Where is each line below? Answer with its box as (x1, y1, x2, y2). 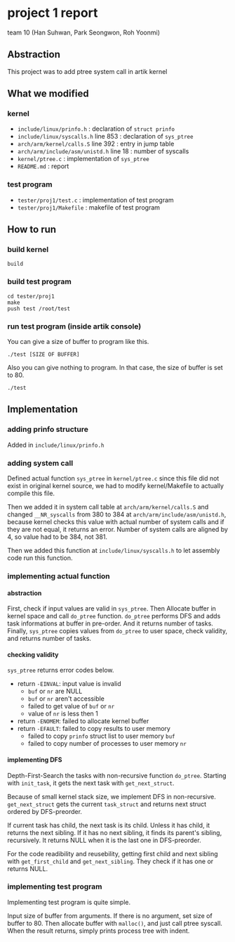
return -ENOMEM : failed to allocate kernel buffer (17, 717, 149, 725)
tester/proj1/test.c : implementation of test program (17, 196, 174, 204)
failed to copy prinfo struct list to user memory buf (27, 732, 175, 740)
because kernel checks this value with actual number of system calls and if (7, 518, 224, 526)
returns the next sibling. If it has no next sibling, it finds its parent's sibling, (7, 828, 222, 836)
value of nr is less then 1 (27, 709, 98, 718)
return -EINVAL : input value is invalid (17, 680, 121, 688)
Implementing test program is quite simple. (7, 898, 131, 906)
